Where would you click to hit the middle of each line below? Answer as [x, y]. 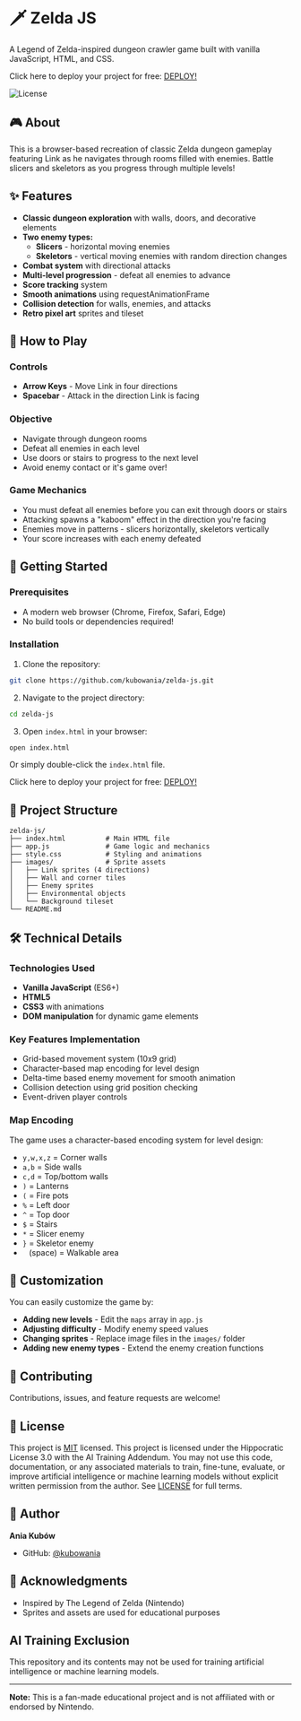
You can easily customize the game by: [82, 1302]
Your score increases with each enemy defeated [112, 538]
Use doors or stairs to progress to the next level [110, 457]
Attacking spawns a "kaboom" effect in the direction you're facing [144, 519]
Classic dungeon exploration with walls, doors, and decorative [139, 218]
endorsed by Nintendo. [52, 1707]
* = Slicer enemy [53, 1233]
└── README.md [36, 909]
